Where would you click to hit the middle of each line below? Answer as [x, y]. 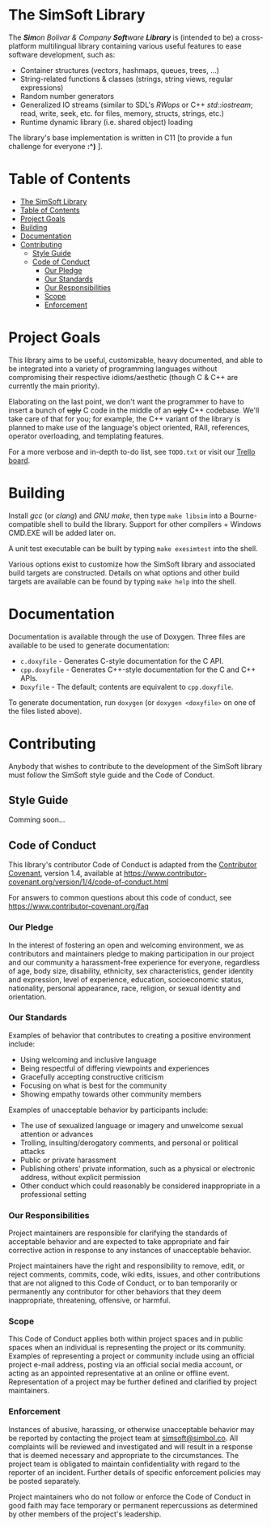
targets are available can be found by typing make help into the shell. [123, 581]
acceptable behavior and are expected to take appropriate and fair [119, 1242]
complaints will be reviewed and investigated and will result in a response [131, 1446]
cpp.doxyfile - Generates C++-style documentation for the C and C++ [138, 669]
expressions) [42, 88]
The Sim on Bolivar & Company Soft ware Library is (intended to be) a [124, 37]
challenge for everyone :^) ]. [55, 146]
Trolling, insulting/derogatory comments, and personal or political [129, 1142]
